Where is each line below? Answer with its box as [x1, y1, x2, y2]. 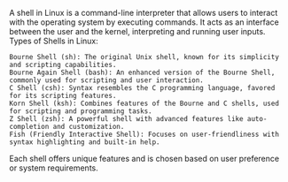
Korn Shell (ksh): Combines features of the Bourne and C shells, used [9, 99, 279, 108]
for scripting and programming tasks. [9, 107, 152, 116]
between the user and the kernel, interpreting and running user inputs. [9, 27, 266, 36]
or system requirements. [9, 163, 99, 173]
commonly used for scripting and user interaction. [9, 76, 204, 85]
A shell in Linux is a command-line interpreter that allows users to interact [9, 8, 278, 18]
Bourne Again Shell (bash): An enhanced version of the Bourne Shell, [9, 68, 276, 77]
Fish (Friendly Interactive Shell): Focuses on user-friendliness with [9, 130, 279, 139]
